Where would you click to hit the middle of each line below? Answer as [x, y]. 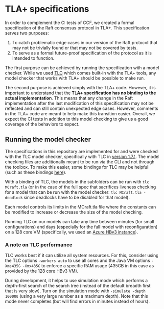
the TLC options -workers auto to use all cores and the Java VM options [78, 260]
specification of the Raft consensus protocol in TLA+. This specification [77, 27]
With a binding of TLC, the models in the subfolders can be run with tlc [77, 181]
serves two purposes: [27, 33]
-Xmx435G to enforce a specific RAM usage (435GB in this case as [88, 266]
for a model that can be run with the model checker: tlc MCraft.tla [73, 192]
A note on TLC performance [39, 245]
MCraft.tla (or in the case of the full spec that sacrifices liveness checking [81, 187]
